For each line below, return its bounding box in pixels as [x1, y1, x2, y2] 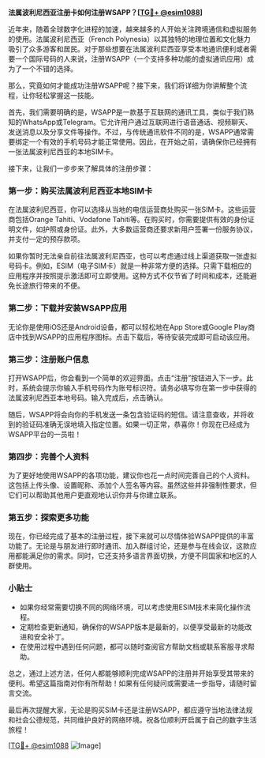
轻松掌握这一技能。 [35, 91, 99, 100]
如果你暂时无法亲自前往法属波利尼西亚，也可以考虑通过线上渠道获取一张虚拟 [8, 251, 257, 261]
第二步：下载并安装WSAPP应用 [8, 303, 128, 314]
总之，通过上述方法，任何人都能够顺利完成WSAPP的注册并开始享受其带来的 [8, 668, 255, 678]
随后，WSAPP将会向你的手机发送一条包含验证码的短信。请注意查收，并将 [8, 409, 248, 419]
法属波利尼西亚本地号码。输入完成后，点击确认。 [8, 393, 167, 402]
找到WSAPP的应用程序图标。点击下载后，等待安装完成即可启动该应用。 [21, 332, 255, 341]
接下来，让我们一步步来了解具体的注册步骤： [8, 164, 154, 173]
